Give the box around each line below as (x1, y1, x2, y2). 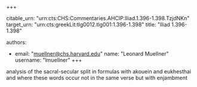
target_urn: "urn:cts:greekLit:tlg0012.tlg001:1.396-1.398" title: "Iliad (6, 21, 170, 28)
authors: (6, 39, 27, 46)
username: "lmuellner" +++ (14, 57, 82, 63)
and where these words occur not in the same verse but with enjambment (6, 75, 188, 81)
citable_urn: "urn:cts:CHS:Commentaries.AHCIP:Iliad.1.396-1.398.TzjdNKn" (6, 15, 190, 21)
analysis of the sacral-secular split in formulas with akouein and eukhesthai (6, 68, 192, 75)
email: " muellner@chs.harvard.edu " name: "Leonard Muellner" (14, 50, 169, 57)
